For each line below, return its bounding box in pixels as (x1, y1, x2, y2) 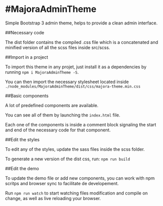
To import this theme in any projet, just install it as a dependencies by (5, 64, 147, 70)
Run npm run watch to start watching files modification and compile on (5, 190, 148, 196)
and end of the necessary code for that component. (5, 127, 111, 133)
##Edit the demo (5, 165, 39, 171)
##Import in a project (5, 54, 49, 60)
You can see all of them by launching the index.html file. (5, 112, 120, 118)
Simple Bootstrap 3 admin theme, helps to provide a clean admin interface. (5, 20, 158, 26)
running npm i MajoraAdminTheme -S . (5, 69, 79, 75)
